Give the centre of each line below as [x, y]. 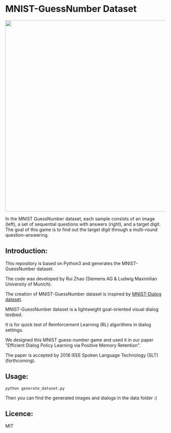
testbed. [14, 315]
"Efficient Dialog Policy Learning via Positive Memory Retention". [73, 345]
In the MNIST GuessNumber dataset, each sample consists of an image [80, 219]
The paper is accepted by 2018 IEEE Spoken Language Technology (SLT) [82, 355]
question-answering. [27, 235]
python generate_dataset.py [35, 388]
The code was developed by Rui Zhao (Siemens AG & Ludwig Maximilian [81, 278]
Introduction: [26, 251]
